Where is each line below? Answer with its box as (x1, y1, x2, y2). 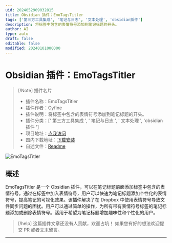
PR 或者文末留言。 (24, 227, 62, 233)
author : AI (5, 27, 29, 32)
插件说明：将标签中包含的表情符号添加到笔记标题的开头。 (25, 111, 147, 117)
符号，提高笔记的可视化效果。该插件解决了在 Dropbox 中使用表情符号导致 (5, 197, 161, 203)
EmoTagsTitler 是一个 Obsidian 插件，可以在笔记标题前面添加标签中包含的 (5, 184, 161, 190)
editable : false (5, 41, 40, 46)
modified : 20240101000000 (5, 46, 60, 51)
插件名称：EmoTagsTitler (25, 98, 78, 104)
